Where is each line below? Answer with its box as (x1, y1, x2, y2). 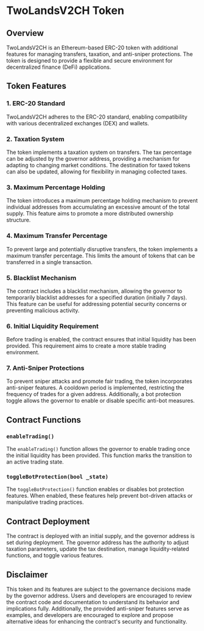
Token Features (6, 81, 67, 91)
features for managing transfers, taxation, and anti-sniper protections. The (6, 51, 193, 58)
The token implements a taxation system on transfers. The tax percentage (6, 148, 192, 156)
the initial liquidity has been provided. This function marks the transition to (6, 451, 192, 459)
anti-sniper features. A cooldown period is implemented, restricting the (6, 384, 185, 391)
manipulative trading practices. (6, 498, 84, 506)
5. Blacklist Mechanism (6, 273, 77, 282)
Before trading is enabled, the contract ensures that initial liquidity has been (6, 336, 196, 343)
